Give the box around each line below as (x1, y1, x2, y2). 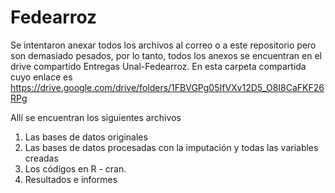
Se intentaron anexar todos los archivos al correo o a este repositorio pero (10, 39, 317, 51)
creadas (24, 152, 59, 164)
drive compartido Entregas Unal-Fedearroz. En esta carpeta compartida (10, 60, 307, 72)
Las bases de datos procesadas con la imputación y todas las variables (24, 141, 319, 153)
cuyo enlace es (10, 71, 73, 83)
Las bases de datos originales (24, 131, 148, 143)
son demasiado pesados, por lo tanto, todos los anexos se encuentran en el (10, 49, 322, 61)
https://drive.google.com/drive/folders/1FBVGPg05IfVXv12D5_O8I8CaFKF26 (10, 81, 325, 93)
